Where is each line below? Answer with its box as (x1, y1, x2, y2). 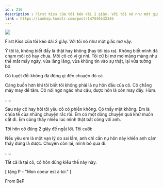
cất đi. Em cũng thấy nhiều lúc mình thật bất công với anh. (5, 117, 121, 122)
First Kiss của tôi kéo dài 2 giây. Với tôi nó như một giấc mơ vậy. (5, 38, 132, 44)
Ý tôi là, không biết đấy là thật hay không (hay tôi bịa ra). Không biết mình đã (5, 48, 158, 54)
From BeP (5, 178, 25, 184)
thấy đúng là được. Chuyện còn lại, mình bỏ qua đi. (5, 140, 107, 146)
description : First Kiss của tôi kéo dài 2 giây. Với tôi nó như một (5, 12, 151, 17)
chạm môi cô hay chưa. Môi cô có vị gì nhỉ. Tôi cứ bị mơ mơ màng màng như (5, 53, 158, 59)
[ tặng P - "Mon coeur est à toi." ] (5, 169, 71, 175)
